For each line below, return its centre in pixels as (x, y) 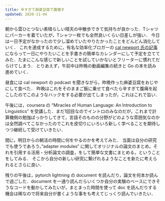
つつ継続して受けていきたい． (35, 129)
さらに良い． (31, 165)
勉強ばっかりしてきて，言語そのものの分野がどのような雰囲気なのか (91, 117)
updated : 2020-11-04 (26, 14)
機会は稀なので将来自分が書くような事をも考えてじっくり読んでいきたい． (81, 193)
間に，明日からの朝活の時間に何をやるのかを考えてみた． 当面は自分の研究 (81, 140)
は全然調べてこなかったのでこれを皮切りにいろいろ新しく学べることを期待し (83, 123)
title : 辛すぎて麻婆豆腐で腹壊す (35, 10)
